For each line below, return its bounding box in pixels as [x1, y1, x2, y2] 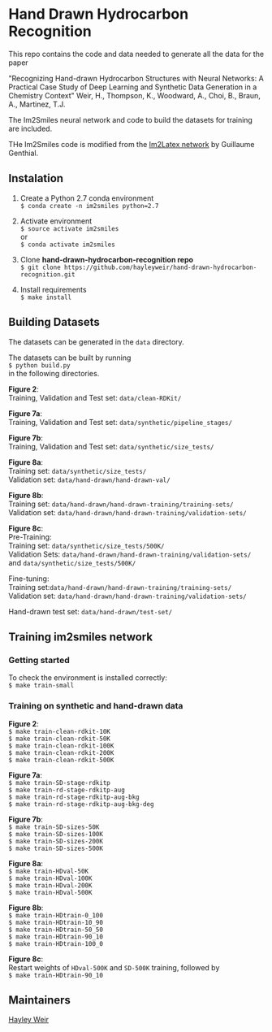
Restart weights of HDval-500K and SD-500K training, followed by [8, 962, 220, 972]
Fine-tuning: [8, 574, 50, 583]
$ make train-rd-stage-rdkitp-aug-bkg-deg [8, 800, 154, 809]
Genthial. [8, 148, 39, 158]
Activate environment [19, 216, 93, 226]
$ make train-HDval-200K [8, 881, 93, 890]
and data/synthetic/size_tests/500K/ [8, 557, 136, 567]
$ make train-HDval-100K [8, 874, 93, 882]
